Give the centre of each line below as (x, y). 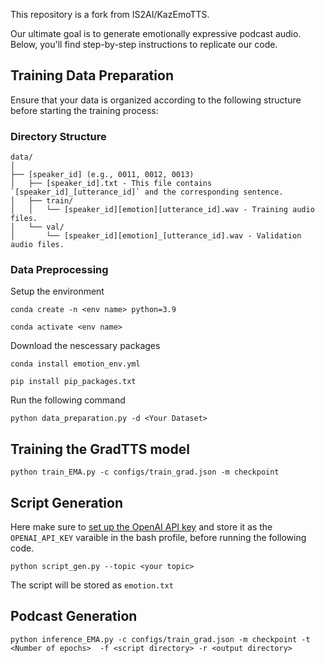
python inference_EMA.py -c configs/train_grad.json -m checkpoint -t (160, 639)
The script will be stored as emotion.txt (92, 585)
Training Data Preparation (92, 75)
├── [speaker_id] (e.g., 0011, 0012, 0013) (102, 175)
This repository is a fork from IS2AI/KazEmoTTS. (110, 14)
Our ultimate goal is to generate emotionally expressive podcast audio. (156, 33)
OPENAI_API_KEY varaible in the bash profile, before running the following (158, 538)
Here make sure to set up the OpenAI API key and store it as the (141, 527)
